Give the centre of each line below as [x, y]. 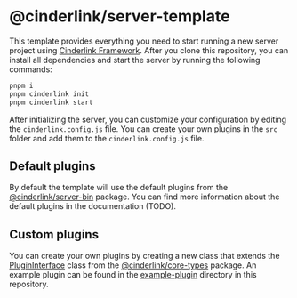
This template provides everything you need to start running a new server [144, 41]
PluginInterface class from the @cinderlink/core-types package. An [133, 265]
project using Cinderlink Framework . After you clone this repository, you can [149, 50]
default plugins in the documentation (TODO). [92, 206]
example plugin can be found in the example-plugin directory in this [133, 275]
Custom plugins [54, 234]
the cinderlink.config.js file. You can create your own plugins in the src [144, 129]
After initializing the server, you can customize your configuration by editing [148, 119]
